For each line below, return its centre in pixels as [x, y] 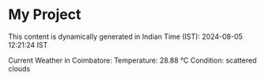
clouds [19, 68]
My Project [45, 15]
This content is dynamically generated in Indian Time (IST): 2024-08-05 [125, 36]
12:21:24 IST [28, 44]
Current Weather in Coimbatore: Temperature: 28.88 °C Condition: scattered [132, 60]
